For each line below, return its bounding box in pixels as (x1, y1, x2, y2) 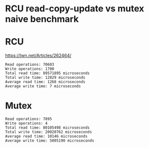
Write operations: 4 (5, 121, 48, 126)
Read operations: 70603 (5, 62, 55, 67)
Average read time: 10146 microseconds (5, 134, 88, 139)
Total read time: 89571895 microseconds (5, 71, 90, 76)
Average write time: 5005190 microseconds (5, 138, 94, 144)
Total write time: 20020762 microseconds (5, 130, 92, 135)
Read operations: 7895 (5, 117, 52, 122)
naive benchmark (5, 13, 79, 25)
